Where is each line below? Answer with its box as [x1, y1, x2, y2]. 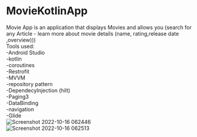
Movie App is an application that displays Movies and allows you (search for [6, 24, 192, 31]
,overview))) [6, 36, 36, 43]
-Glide [6, 111, 22, 119]
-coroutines [6, 61, 35, 69]
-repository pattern [6, 80, 53, 87]
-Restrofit [6, 68, 30, 75]
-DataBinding [6, 99, 39, 106]
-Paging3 [6, 93, 29, 100]
